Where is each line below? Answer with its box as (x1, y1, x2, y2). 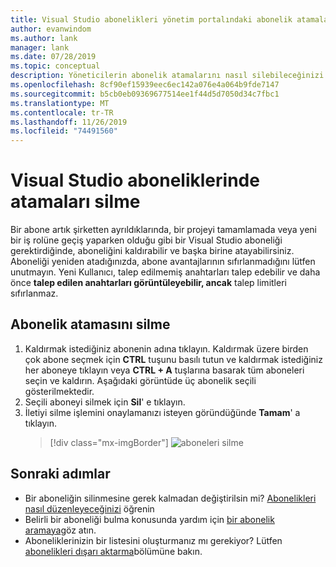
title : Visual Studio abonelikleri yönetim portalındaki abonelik (10, 14, 293, 25)
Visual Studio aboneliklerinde (10, 169, 260, 192)
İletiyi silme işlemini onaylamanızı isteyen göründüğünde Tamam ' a (24, 406, 301, 418)
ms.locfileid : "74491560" (10, 126, 118, 136)
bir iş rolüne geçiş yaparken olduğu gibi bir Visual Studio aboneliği (10, 234, 283, 246)
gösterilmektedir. (24, 385, 95, 397)
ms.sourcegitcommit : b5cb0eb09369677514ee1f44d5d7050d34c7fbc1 (10, 89, 280, 99)
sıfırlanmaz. (10, 287, 59, 300)
